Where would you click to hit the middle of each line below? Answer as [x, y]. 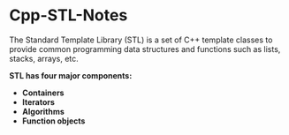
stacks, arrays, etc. [44, 58]
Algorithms [43, 111]
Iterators [38, 101]
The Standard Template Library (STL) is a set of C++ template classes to [141, 40]
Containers [43, 93]
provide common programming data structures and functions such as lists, [145, 49]
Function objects [53, 121]
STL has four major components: [71, 75]
